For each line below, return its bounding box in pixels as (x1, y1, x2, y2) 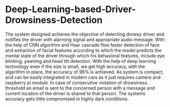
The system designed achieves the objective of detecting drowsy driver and (5, 31, 164, 37)
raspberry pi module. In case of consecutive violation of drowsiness (5, 80, 147, 86)
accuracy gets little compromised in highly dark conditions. (5, 95, 129, 102)
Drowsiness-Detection (5, 14, 103, 26)
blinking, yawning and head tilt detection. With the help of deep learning (5, 58, 156, 64)
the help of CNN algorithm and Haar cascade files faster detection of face (5, 42, 160, 48)
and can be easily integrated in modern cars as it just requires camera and (5, 74, 161, 80)
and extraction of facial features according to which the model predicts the (5, 47, 162, 53)
